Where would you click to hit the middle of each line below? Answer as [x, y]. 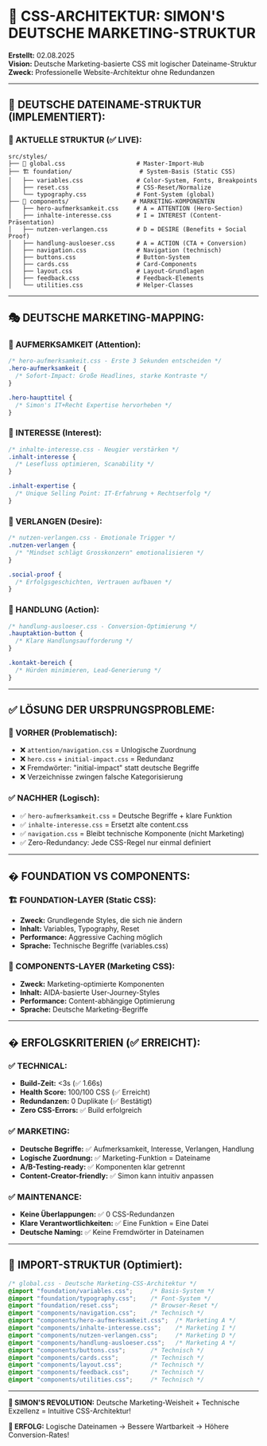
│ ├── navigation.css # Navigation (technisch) [115, 250]
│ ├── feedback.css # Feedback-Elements [106, 278]
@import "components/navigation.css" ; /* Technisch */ [106, 1313]
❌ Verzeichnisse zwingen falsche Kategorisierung [101, 777]
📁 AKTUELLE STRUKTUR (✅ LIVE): [75, 140]
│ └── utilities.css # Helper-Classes [101, 285]
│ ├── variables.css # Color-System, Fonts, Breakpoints [133, 180]
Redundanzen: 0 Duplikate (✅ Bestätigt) [86, 1101]
